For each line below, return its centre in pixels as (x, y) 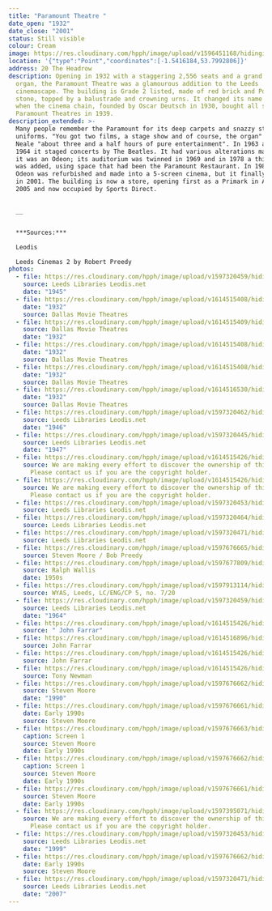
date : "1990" (45, 698)
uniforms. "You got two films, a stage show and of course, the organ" (139, 136)
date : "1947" (45, 450)
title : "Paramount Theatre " (57, 16)
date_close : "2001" (41, 31)
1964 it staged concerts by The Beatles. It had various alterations (135, 151)
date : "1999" (45, 849)
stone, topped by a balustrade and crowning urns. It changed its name (139, 99)
